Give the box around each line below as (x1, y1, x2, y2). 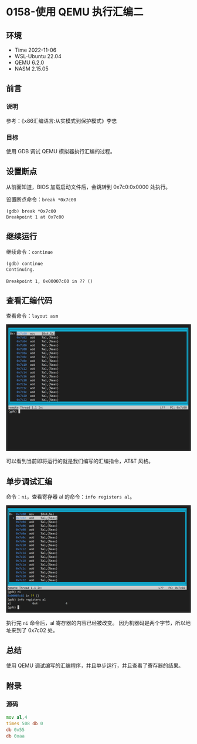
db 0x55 (6, 726, 25, 733)
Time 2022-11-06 (14, 46, 57, 53)
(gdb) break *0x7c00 (6, 208, 57, 214)
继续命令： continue (6, 248, 53, 255)
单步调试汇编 (6, 476, 53, 486)
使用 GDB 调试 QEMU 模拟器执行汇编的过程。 (6, 147, 116, 154)
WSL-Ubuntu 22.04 (14, 53, 62, 59)
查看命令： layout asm (6, 312, 59, 319)
